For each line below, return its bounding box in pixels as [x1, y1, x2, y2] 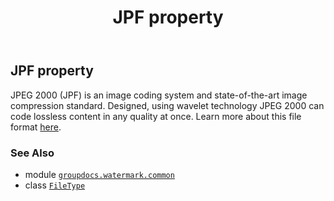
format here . [10, 121, 62, 133]
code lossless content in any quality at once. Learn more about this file [10, 110, 302, 122]
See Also [10, 146, 55, 160]
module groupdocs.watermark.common [24, 168, 175, 180]
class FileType [24, 179, 86, 191]
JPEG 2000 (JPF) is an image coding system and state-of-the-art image [10, 89, 308, 101]
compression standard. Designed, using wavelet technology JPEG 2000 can [10, 99, 325, 111]
